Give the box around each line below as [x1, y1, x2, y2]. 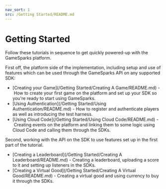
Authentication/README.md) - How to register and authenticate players [12, 106, 159, 112]
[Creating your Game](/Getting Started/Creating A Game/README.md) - [12, 85, 160, 91]
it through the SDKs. [12, 178, 54, 184]
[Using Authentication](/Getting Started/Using [12, 100, 107, 107]
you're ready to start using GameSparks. [12, 95, 96, 101]
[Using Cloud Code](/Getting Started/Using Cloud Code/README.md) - [12, 116, 159, 122]
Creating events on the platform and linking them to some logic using [13, 122, 155, 128]
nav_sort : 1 [5, 7, 30, 12]
